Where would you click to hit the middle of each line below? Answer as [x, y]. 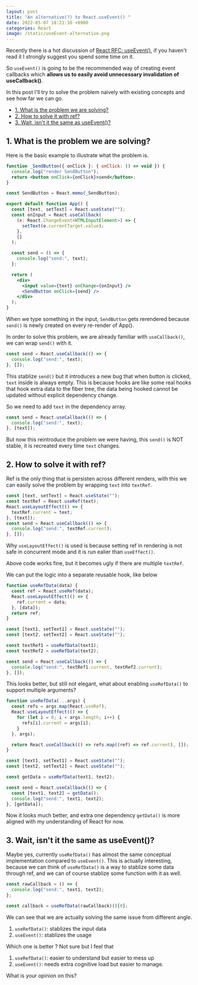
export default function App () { [47, 204]
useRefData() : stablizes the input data [60, 928]
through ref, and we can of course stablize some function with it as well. [94, 873]
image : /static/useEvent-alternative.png [58, 34]
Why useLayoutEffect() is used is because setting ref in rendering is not [94, 546]
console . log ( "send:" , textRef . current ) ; [62, 529]
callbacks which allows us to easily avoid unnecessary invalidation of [92, 74]
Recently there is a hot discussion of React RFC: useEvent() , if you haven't [97, 50]
